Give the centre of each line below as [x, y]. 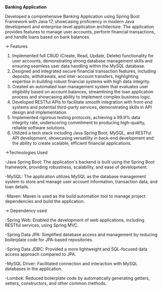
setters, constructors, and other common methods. [56, 283]
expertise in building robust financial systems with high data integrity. [81, 81]
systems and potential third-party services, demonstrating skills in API [82, 107]
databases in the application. [34, 269]
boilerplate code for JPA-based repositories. [49, 240]
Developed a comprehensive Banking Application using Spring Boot [73, 16]
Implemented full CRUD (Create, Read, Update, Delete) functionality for [83, 56]
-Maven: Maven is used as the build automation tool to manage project [75, 196]
